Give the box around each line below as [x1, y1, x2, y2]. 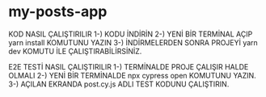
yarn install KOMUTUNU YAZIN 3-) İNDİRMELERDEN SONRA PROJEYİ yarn [8, 37, 259, 47]
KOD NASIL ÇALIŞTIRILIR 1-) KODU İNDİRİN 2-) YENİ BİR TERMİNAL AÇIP [8, 29, 253, 39]
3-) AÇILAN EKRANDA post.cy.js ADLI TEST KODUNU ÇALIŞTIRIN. [8, 79, 230, 89]
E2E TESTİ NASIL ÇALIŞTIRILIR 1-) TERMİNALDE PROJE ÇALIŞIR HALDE [8, 61, 249, 71]
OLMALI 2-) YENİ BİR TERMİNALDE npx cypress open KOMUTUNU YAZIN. [8, 70, 256, 80]
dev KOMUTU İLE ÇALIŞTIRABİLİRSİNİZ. [8, 46, 142, 56]
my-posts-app [8, 2, 108, 21]
